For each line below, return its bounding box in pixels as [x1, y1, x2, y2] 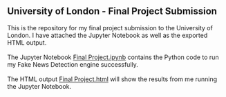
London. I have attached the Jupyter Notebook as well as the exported [7, 31, 208, 39]
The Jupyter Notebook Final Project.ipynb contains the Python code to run [7, 53, 219, 61]
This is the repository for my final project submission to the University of [7, 23, 213, 32]
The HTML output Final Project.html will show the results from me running [7, 75, 218, 83]
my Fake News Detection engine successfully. [7, 60, 138, 68]
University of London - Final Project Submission [7, 6, 218, 17]
